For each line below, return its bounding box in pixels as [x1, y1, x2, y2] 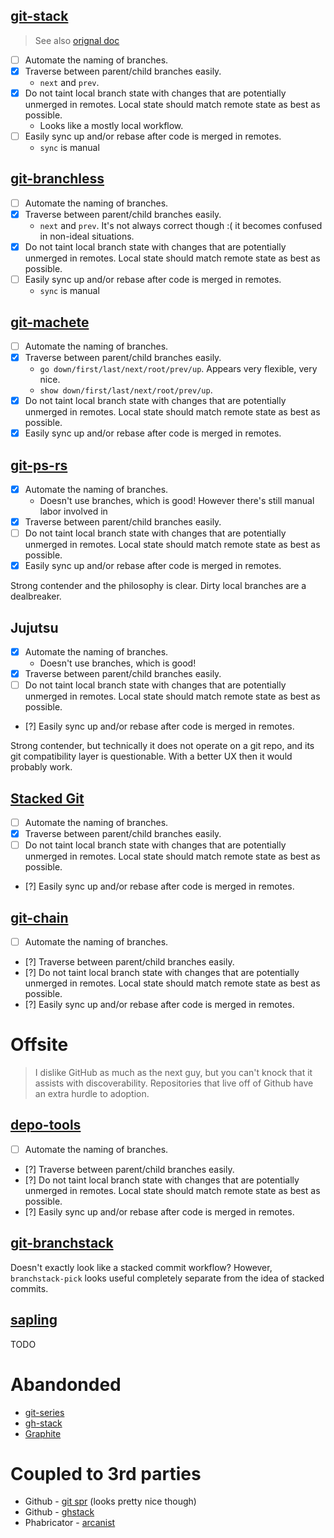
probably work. [10, 761, 73, 773]
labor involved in [39, 505, 108, 518]
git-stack [10, 8, 69, 25]
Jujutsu [10, 619, 59, 636]
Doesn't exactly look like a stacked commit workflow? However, [10, 1261, 273, 1273]
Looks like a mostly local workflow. [39, 120, 184, 131]
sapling [10, 1312, 58, 1329]
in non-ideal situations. [39, 230, 135, 242]
